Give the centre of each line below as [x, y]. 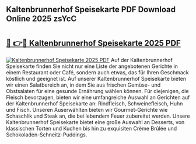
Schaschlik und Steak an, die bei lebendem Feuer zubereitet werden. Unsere [98, 116]
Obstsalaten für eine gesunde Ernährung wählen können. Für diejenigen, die [97, 91]
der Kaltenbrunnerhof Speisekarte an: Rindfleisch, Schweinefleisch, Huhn [94, 104]
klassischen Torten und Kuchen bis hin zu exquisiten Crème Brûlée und [92, 128]
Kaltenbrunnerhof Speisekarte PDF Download [91, 10]
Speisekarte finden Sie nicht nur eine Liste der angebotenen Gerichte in [92, 66]
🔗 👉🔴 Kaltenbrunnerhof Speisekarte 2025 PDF [93, 43]
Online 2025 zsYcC [41, 19]
